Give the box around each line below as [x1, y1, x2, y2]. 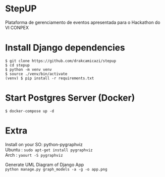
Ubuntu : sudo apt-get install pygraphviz [5, 147, 93, 153]
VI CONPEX [5, 24, 29, 30]
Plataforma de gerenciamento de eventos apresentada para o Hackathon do [5, 19, 161, 25]
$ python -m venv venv [5, 67, 52, 72]
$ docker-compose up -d [5, 109, 55, 114]
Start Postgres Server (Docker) [5, 92, 135, 104]
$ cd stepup [5, 62, 30, 67]
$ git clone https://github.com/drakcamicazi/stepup [5, 58, 116, 63]
